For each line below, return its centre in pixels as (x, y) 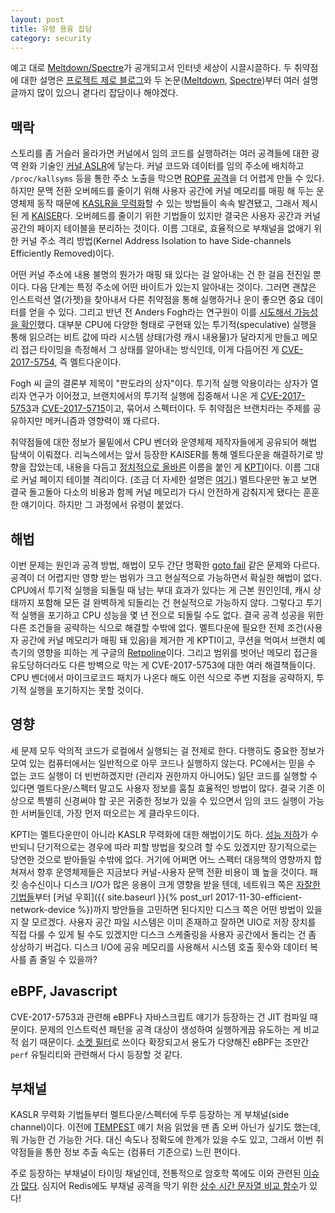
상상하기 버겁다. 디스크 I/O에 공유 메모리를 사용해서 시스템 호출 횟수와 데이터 (159, 947)
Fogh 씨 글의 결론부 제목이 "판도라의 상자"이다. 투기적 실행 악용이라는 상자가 (159, 383)
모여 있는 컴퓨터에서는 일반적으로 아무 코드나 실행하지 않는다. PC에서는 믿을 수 (163, 763)
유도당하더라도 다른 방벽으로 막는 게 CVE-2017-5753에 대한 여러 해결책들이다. (163, 665)
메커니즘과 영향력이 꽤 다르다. (102, 421)
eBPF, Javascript (64, 991)
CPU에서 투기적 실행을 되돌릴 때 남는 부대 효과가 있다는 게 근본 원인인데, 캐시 (161, 590)
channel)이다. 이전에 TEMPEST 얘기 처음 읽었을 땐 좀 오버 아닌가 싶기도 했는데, (166, 1127)
